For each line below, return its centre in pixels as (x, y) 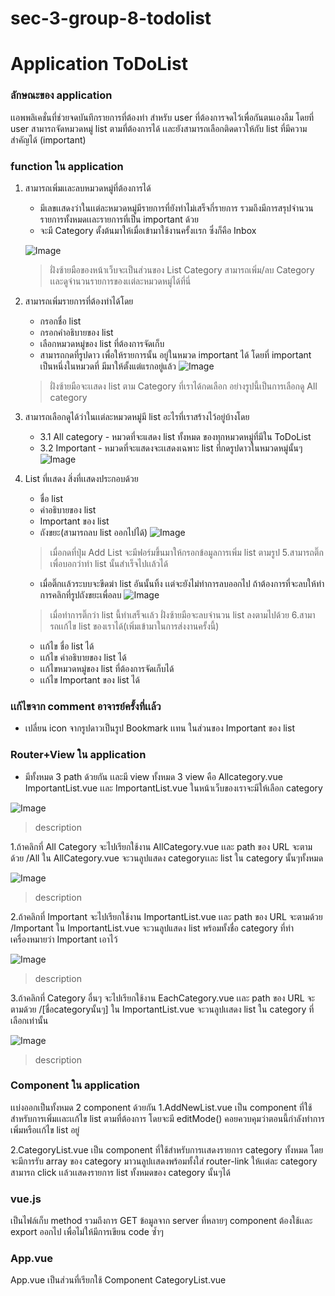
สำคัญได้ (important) (48, 139)
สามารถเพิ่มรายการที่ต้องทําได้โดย (79, 301)
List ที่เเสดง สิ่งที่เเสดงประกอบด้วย (81, 478)
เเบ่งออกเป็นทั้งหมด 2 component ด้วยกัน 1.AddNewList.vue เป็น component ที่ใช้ (161, 1107)
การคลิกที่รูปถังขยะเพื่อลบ (80, 594)
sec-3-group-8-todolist (111, 18)
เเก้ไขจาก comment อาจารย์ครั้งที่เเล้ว (86, 706)
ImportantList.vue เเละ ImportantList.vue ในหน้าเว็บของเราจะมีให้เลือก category (173, 788)
